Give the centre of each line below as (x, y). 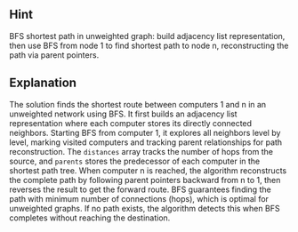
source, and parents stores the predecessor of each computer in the (135, 161)
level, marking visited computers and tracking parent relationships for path (146, 142)
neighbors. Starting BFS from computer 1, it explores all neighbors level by (145, 132)
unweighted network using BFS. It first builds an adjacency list (123, 114)
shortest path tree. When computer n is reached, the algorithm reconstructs (148, 170)
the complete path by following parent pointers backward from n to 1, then (145, 180)
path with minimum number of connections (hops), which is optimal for (139, 198)
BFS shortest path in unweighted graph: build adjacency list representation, (147, 36)
